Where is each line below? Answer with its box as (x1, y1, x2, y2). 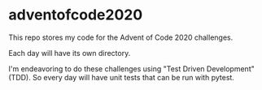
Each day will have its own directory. (8, 48, 131, 58)
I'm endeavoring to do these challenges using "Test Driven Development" (8, 63, 255, 74)
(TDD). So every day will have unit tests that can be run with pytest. (8, 72, 234, 82)
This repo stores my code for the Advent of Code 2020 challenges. (8, 32, 234, 42)
